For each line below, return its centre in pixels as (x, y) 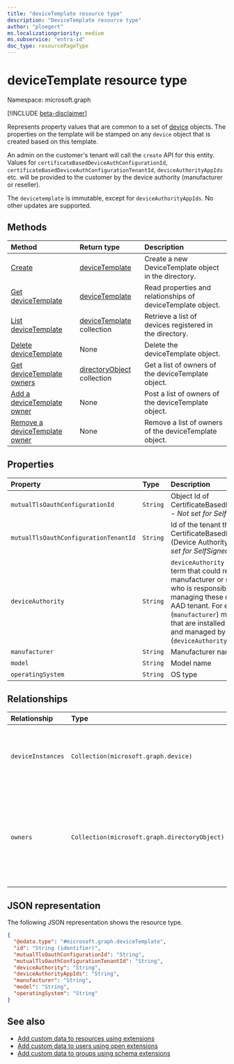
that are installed (198, 623)
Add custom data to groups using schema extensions (94, 1053)
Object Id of (190, 496)
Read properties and (177, 288)
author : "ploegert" (36, 26)
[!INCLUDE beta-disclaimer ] (47, 113)
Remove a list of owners (183, 422)
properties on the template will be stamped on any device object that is (109, 134)
